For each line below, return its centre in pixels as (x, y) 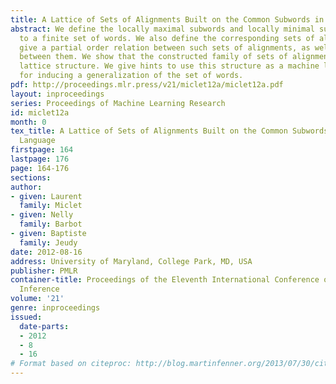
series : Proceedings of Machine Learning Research (118, 103)
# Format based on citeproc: (71, 364)
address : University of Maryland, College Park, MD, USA (131, 261)
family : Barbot (51, 224)
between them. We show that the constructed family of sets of (153, 57)
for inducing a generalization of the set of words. (131, 76)
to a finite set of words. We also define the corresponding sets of (167, 38)
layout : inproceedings (57, 94)
